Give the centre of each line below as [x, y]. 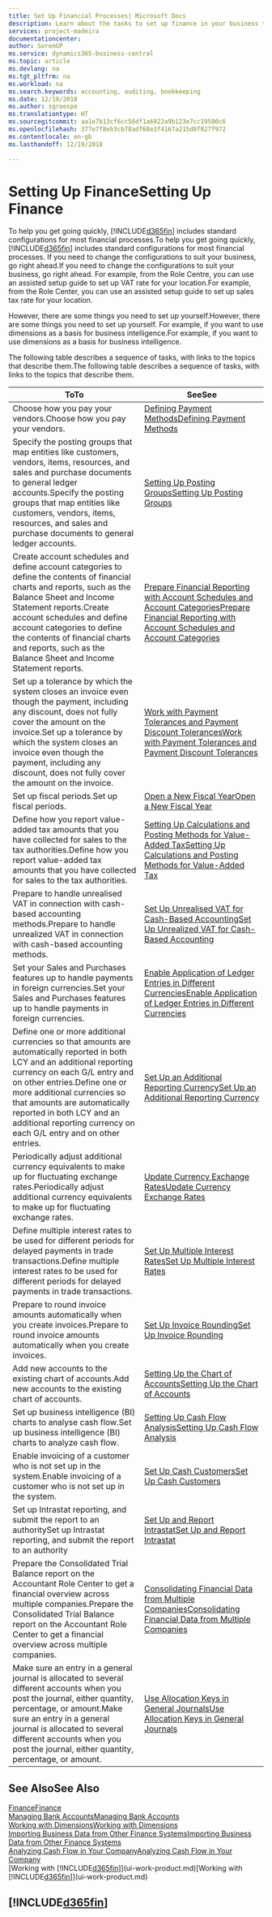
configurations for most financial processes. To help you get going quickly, [132, 240]
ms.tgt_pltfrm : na [39, 76]
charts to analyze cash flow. [66, 1443]
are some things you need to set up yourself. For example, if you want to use [136, 325]
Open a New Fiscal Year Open [200, 797]
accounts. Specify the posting [68, 493]
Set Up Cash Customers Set [196, 1471]
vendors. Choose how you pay [69, 419]
